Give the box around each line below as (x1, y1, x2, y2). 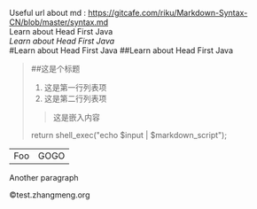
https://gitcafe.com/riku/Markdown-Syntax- (88, 8, 248, 18)
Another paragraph (9, 173, 79, 182)
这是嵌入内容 (52, 112, 100, 122)
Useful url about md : (9, 8, 87, 18)
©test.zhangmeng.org (9, 190, 90, 200)
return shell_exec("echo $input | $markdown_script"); (30, 130, 228, 140)
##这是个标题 (30, 64, 81, 74)
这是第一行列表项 (43, 82, 107, 92)
